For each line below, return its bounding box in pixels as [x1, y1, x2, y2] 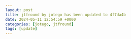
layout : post [5, 7, 33, 13]
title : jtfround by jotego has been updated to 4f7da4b [5, 12, 126, 17]
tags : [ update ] [5, 26, 38, 31]
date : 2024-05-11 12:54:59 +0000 [5, 17, 76, 22]
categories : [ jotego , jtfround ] [5, 21, 74, 27]
